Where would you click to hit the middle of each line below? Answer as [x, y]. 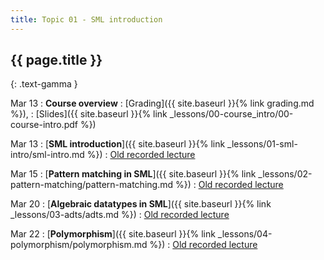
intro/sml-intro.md [47, 155]
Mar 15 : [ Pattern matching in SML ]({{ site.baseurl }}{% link [133, 174]
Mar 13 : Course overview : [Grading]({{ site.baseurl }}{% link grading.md [162, 103]
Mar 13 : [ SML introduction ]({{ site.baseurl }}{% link [118, 144]
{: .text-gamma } [44, 84]
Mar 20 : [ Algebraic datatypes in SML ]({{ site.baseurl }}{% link [141, 204]
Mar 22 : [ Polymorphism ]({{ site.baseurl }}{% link [113, 234]
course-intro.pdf [44, 125]
